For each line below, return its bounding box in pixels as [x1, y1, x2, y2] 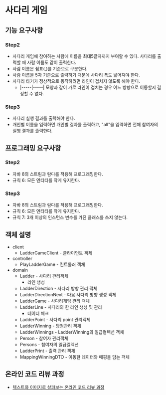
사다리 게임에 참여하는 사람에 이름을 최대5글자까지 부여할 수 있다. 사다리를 [12, 53, 156, 59]
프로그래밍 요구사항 [5, 144, 61, 152]
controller [12, 255, 32, 261]
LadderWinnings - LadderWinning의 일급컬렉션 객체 [19, 329, 124, 335]
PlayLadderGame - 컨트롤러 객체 [19, 261, 86, 267]
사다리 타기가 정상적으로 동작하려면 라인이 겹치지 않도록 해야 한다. [12, 78, 141, 84]
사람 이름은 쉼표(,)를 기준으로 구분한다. [12, 65, 88, 71]
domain [12, 267, 28, 273]
